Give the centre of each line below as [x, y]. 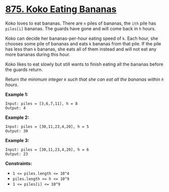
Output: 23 [17, 154]
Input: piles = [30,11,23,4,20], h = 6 [47, 150]
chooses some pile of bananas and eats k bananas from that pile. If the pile [83, 43]
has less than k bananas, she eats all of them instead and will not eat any [81, 49]
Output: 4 [16, 108]
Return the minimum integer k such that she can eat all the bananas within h [84, 79]
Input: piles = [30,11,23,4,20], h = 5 [47, 126]
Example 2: [17, 117]
